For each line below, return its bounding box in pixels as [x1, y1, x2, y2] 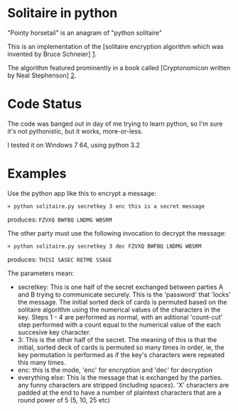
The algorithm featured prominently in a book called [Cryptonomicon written [7, 63, 231, 72]
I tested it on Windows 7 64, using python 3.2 [7, 141, 140, 149]
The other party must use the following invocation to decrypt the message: [7, 229, 227, 237]
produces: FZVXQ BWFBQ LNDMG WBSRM [7, 215, 112, 224]
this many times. [17, 358, 66, 366]
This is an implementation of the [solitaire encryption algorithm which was [7, 42, 224, 50]
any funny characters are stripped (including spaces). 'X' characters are [17, 380, 229, 389]
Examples [7, 165, 67, 182]
